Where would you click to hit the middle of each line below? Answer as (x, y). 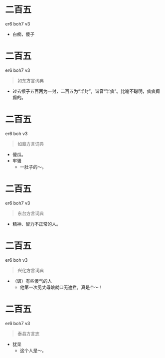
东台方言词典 (30, 213)
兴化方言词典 (30, 270)
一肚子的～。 (33, 167)
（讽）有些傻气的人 (32, 281)
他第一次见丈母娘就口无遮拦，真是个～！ (61, 287)
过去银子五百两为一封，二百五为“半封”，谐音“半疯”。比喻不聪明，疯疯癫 (86, 91)
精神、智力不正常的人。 (36, 224)
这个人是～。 (33, 350)
